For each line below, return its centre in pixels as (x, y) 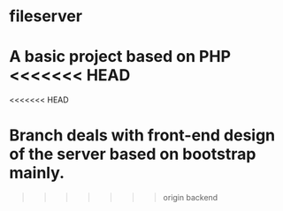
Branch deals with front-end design (142, 136)
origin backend (191, 198)
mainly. (37, 173)
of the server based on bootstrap (133, 154)
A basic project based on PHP (120, 57)
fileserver (46, 16)
